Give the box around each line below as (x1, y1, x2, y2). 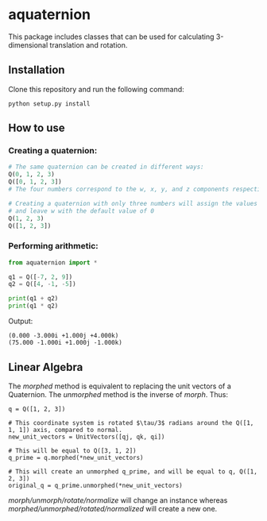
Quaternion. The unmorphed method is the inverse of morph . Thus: (8, 389, 229, 399)
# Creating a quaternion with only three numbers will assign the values (8, 199, 258, 207)
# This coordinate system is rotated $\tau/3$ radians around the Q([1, (8, 419, 254, 426)
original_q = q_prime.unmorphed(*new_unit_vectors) (8, 481, 183, 489)
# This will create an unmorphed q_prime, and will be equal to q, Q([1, (8, 467, 258, 476)
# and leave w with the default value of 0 (8, 206, 155, 215)
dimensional (8, 40, 48, 49)
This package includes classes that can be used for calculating (8, 32, 215, 41)
